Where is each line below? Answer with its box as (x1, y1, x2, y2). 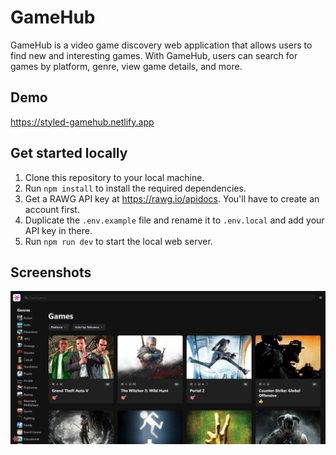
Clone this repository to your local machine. (24, 171, 205, 183)
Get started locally (10, 145, 128, 162)
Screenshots (10, 264, 92, 281)
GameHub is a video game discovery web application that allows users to (10, 39, 313, 51)
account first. (24, 203, 80, 215)
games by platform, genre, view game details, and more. (10, 60, 243, 72)
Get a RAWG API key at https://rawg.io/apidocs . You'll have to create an (24, 192, 320, 205)
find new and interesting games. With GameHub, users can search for (10, 49, 298, 61)
